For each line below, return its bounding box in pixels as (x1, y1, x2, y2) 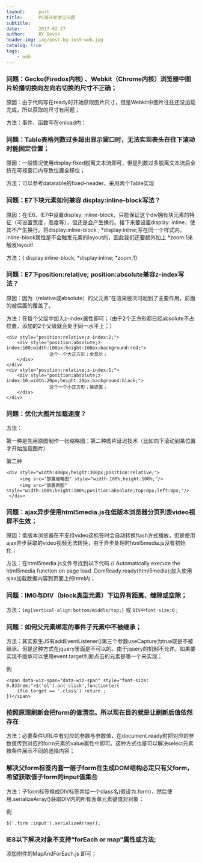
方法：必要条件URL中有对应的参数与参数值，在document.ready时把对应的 (6, 732, 189, 739)
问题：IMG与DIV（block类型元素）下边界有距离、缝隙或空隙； (6, 591, 188, 600)
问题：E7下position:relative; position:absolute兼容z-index (6, 271, 179, 279)
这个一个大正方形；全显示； (49, 351, 108, 357)
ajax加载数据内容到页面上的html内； (6, 575, 96, 582)
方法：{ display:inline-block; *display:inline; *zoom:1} (6, 254, 138, 261)
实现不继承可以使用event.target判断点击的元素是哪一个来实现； (6, 653, 163, 660)
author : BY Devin (6, 31, 61, 37)
